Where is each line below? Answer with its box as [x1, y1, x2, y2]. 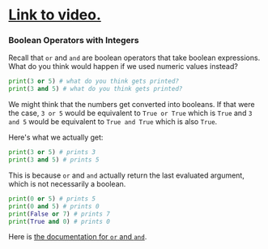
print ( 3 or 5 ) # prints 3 [8, 148, 96, 157]
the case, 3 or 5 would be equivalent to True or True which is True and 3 [8, 108, 253, 118]
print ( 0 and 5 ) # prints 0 [8, 202, 100, 210]
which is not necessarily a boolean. [8, 178, 126, 188]
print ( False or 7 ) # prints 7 [8, 209, 111, 218]
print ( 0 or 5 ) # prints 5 [8, 195, 96, 203]
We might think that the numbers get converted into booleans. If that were [8, 100, 255, 109]
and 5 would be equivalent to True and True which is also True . [8, 117, 218, 127]
